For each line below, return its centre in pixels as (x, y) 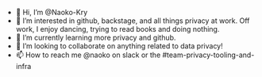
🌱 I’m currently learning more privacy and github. (96, 37)
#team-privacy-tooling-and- (208, 55)
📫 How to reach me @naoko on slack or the (88, 55)
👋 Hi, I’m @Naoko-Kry (52, 12)
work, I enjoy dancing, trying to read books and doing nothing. (118, 29)
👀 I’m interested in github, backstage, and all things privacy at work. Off (133, 21)
